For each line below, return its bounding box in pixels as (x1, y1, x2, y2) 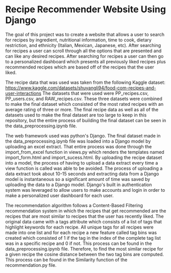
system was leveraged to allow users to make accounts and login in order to (5, 187, 165, 193)
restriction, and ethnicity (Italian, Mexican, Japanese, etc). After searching (5, 42, 161, 48)
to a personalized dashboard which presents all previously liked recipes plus (5, 58, 166, 64)
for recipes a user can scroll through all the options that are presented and (5, 48, 162, 54)
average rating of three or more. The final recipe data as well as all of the (5, 106, 159, 112)
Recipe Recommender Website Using (5, 4, 166, 15)
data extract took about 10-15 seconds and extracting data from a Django (5, 170, 159, 177)
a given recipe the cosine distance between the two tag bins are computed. (5, 251, 164, 257)
